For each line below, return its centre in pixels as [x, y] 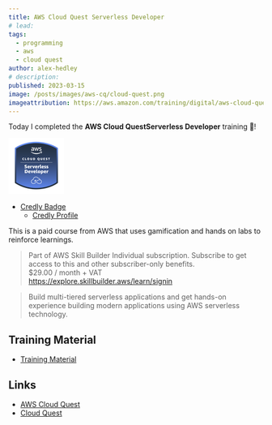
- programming [39, 43]
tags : [17, 34]
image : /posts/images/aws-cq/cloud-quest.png [86, 94]
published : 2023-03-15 [47, 85]
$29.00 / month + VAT [65, 273]
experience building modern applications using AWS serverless [134, 306]
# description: [34, 77]
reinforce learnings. [41, 240]
